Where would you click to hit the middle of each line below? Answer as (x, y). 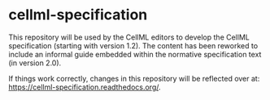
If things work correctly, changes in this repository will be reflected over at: (134, 78)
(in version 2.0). (35, 63)
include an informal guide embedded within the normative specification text (135, 54)
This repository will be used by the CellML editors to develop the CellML (129, 37)
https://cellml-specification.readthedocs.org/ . (85, 87)
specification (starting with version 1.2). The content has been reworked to (133, 45)
